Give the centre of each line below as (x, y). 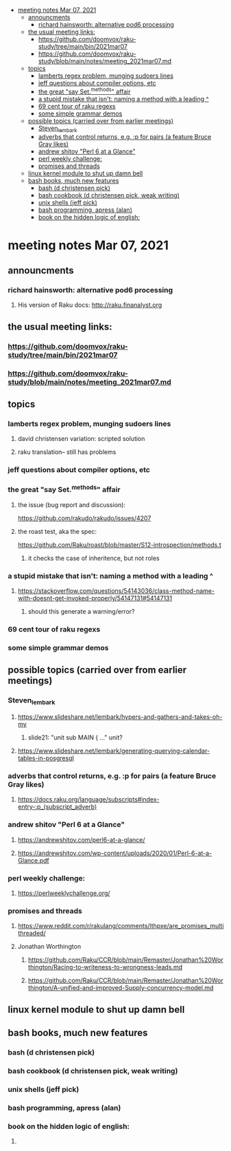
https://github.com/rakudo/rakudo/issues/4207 (84, 518)
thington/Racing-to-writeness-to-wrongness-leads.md (105, 967)
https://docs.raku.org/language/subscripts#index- (88, 799)
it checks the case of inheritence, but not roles (94, 558)
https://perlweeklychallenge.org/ (64, 893)
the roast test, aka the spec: (57, 531)
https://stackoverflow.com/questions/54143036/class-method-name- (116, 591)
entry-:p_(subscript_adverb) (57, 807)
